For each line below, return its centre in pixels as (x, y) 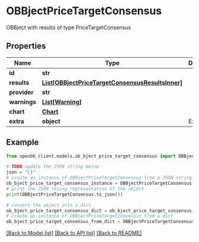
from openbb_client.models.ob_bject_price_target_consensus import (91, 156)
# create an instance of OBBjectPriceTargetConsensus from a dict (90, 216)
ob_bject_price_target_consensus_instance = (62, 183)
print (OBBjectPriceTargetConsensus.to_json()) (65, 194)
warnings (23, 102)
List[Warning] (62, 102)
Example (23, 142)
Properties (26, 46)
